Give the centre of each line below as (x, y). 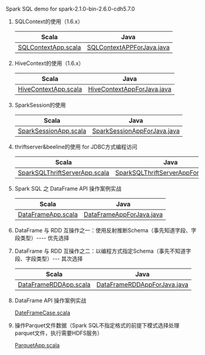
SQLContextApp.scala (49, 47)
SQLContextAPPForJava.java (129, 47)
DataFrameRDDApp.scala (54, 284)
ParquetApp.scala (37, 345)
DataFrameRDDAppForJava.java (143, 284)
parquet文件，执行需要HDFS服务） (58, 333)
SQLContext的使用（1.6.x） (49, 21)
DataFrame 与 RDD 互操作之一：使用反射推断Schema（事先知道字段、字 (106, 230)
